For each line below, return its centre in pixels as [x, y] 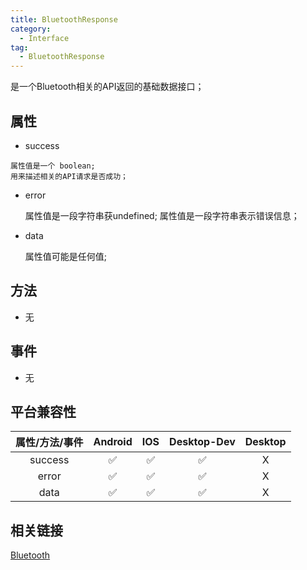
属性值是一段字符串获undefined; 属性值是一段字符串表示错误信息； [162, 215]
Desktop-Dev [202, 442]
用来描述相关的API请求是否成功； [69, 176]
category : [31, 29]
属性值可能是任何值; [66, 256]
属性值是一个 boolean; [53, 166]
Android [113, 442]
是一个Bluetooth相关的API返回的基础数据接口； [107, 87]
